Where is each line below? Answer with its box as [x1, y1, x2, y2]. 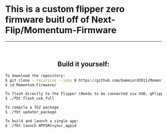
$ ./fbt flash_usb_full [5, 96, 55, 101]
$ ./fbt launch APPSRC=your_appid [5, 123, 77, 128]
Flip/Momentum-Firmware [5, 25, 117, 36]
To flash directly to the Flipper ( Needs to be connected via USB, [5, 91, 148, 96]
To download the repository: [5, 73, 66, 78]
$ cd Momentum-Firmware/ [5, 82, 57, 87]
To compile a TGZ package [5, 105, 59, 110]
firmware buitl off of [5, 14, 89, 25]
